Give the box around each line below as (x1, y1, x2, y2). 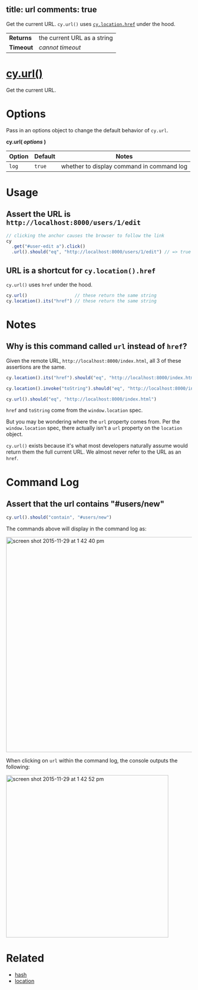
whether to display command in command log (61, 162, 187, 170)
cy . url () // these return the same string (6, 292, 157, 298)
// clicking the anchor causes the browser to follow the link (6, 233, 165, 239)
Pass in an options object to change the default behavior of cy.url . (6, 126, 169, 133)
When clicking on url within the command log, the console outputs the (6, 757, 178, 764)
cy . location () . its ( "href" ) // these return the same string (6, 298, 157, 304)
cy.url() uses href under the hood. (6, 281, 93, 288)
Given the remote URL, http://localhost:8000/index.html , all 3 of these (6, 357, 181, 364)
